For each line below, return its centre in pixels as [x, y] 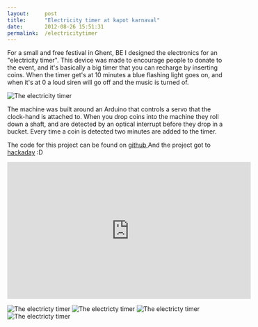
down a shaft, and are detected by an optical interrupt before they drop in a [115, 124]
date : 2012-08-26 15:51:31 [56, 26]
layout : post [32, 14]
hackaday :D [25, 152]
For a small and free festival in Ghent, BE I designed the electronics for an [112, 53]
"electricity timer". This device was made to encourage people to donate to [115, 61]
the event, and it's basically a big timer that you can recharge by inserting [112, 67]
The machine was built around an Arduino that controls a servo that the [109, 109]
